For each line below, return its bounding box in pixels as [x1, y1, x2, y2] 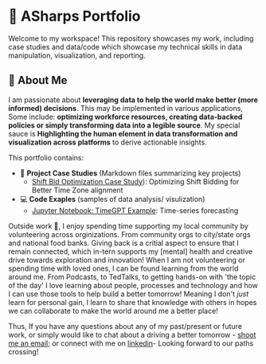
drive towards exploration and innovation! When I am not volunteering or [8, 255, 245, 264]
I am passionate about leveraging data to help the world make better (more [8, 95, 259, 105]
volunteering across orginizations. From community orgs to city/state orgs [8, 229, 251, 239]
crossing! [8, 346, 39, 356]
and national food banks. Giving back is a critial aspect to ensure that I [8, 238, 239, 247]
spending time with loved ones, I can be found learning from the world [8, 263, 239, 273]
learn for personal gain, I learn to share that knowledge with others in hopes [8, 297, 257, 307]
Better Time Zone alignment [31, 185, 123, 195]
